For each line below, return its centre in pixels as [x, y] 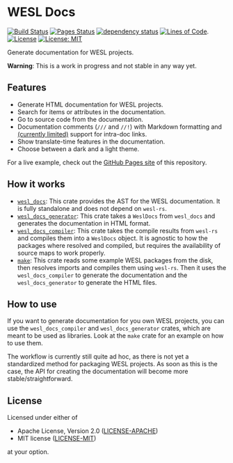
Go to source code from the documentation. [80, 119]
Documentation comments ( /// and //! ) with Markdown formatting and [120, 127]
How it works [36, 184]
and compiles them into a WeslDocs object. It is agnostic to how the [112, 238]
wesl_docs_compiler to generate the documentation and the [102, 275]
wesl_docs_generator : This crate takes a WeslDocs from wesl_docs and [116, 216]
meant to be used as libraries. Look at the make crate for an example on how [115, 336]
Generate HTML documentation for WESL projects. [90, 104]
